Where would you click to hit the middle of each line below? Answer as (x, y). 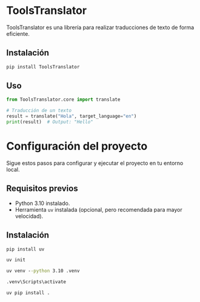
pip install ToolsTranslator (43, 67)
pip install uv (25, 249)
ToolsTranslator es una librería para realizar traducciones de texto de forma (100, 27)
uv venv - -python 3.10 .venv (43, 271)
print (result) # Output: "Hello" (50, 122)
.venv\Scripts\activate (36, 282)
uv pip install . (28, 293)
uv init (16, 260)
